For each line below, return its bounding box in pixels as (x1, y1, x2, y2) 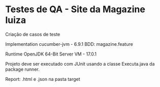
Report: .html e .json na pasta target (5, 76, 80, 82)
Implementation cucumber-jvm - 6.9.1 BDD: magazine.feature (5, 41, 133, 47)
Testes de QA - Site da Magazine (5, 4, 146, 15)
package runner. (5, 66, 40, 72)
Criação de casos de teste (5, 31, 60, 37)
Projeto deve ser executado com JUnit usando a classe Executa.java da (5, 61, 155, 67)
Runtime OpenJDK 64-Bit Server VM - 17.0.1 (5, 51, 97, 57)
